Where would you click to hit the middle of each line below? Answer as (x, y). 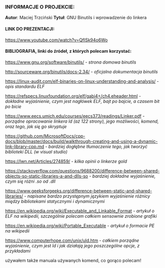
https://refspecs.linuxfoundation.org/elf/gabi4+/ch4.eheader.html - (73, 96)
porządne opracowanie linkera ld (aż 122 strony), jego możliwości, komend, (82, 121)
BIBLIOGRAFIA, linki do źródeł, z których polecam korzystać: (68, 51)
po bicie (13, 106)
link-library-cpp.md (25, 146)
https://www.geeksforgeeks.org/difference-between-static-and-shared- (79, 191)
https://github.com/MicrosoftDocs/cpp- (45, 136)
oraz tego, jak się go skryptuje (36, 126)
